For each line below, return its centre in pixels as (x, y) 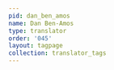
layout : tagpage (36, 46)
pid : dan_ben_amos (39, 16)
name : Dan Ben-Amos (41, 23)
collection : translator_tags (57, 53)
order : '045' (30, 38)
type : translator (38, 31)
